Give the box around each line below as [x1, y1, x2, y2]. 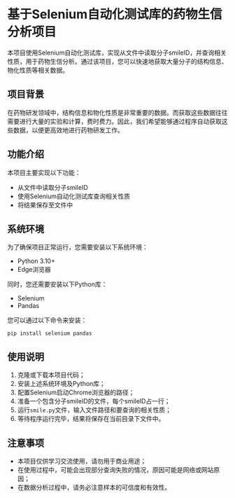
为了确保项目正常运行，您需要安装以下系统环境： [7, 243, 148, 251]
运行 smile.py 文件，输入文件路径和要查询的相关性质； [17, 406, 172, 414]
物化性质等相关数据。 [7, 66, 69, 74]
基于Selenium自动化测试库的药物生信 [7, 6, 222, 22]
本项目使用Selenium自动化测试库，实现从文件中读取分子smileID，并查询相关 [7, 48, 227, 57]
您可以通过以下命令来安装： [7, 316, 87, 324]
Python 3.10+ [17, 257, 56, 265]
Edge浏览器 [17, 265, 51, 274]
